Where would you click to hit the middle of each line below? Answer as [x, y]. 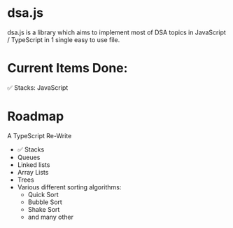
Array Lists [33, 172]
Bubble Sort [45, 202]
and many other [50, 217]
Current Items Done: [68, 68]
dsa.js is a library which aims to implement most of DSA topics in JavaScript [116, 32]
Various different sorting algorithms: [69, 187]
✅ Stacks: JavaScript [38, 87]
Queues [29, 157]
